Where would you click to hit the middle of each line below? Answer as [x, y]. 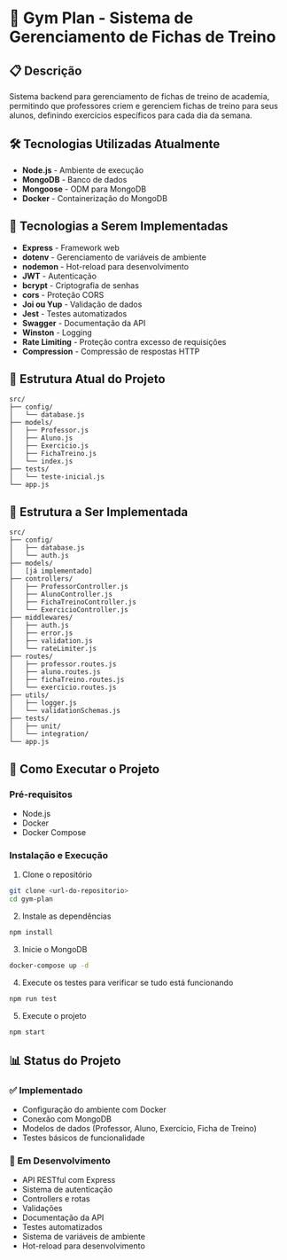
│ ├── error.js [41, 633]
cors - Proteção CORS [63, 294]
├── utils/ [29, 695]
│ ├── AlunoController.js [61, 595]
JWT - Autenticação [59, 276]
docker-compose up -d [49, 966]
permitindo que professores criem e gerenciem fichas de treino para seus [144, 106]
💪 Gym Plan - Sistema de [101, 18]
